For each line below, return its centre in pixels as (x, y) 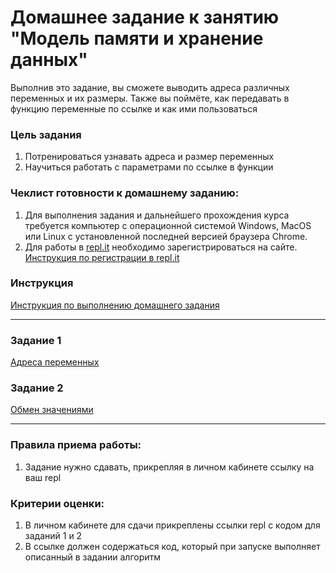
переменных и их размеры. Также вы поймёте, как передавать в (150, 98)
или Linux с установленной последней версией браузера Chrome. (166, 236)
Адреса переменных (55, 362)
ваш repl (43, 477)
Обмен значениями (52, 410)
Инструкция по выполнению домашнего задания (115, 305)
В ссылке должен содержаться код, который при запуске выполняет (172, 547)
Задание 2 (37, 388)
